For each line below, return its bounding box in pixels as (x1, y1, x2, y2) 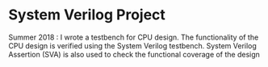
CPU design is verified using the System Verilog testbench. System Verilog (8, 40, 257, 50)
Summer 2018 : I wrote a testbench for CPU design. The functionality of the (8, 32, 259, 42)
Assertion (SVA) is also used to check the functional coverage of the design (8, 49, 261, 59)
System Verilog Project (8, 6, 165, 24)
